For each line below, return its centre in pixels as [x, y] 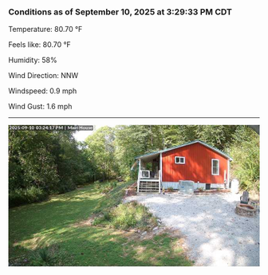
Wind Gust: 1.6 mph [40, 107]
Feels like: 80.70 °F [40, 45]
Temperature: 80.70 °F [45, 29]
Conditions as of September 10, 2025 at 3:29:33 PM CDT [120, 12]
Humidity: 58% [33, 60]
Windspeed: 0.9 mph [43, 91]
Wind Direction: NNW [43, 76]
